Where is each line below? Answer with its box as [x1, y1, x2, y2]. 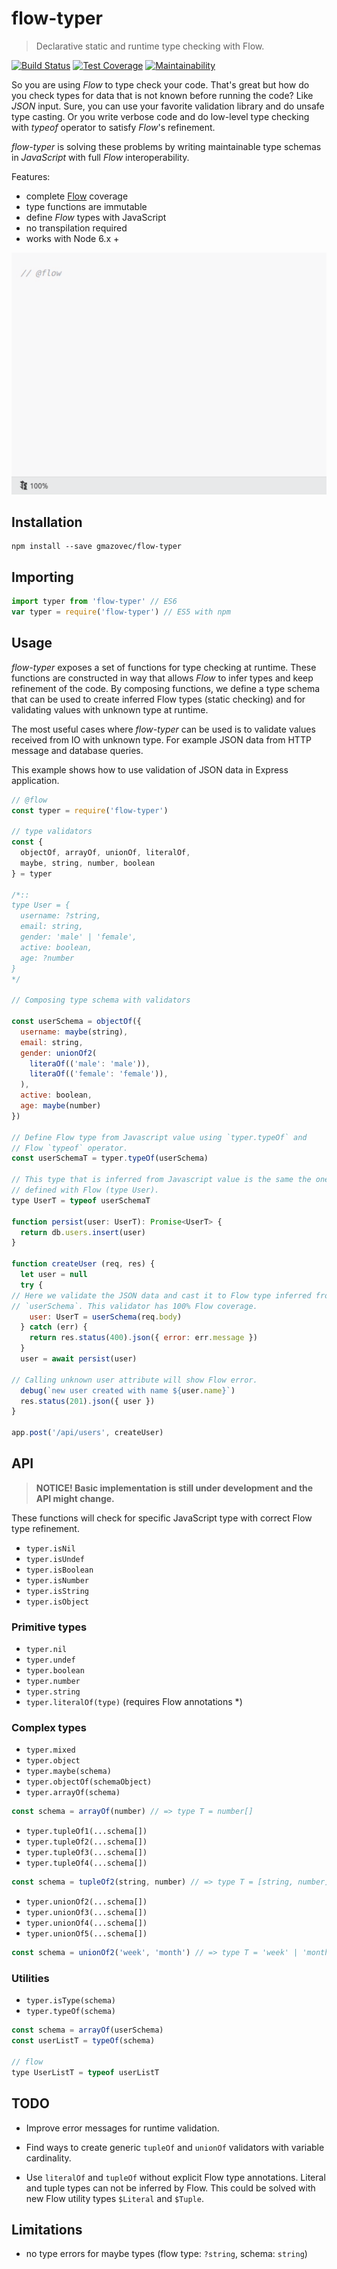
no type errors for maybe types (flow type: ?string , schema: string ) [25, 2248, 308, 2260]
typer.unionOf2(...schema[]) [25, 1897, 148, 1907]
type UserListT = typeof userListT [11, 2067, 160, 2077]
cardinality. [25, 2152, 72, 2164]
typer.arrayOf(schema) [25, 1788, 121, 1798]
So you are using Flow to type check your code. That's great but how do [11, 78, 310, 91]
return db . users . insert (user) [20, 1227, 146, 1237]
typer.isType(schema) [25, 1996, 116, 2006]
